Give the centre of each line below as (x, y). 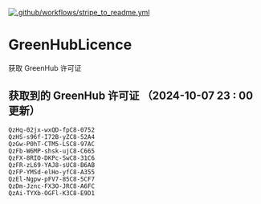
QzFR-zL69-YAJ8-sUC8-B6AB (51, 165)
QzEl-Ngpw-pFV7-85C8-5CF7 (51, 179)
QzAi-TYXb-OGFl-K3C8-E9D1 (51, 193)
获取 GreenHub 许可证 (45, 67)
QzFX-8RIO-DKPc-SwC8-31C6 (51, 158)
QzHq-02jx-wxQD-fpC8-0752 (51, 130)
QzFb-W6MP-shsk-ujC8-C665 (51, 151)
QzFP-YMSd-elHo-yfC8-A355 (51, 172)
